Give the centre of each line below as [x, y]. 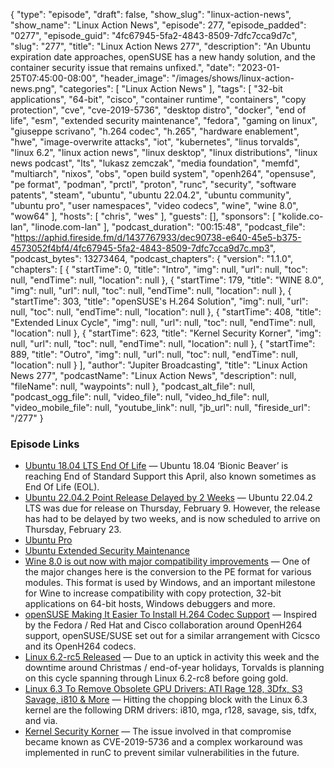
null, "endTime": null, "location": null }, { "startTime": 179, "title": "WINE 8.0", [167, 280]
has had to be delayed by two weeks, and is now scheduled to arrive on [172, 519]
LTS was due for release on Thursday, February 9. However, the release [172, 508]
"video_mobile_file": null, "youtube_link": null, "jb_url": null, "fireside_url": [160, 407]
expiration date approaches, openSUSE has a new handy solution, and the [163, 57]
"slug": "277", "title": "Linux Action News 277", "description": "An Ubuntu [161, 46]
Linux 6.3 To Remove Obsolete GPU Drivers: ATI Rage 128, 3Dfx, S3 [163, 689]
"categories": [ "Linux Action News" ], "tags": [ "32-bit [170, 88]
